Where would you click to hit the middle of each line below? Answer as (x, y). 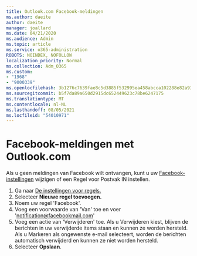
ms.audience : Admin (30, 39)
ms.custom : (19, 72)
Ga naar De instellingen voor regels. (58, 191)
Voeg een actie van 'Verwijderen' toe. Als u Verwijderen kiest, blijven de (101, 222)
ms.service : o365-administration (47, 50)
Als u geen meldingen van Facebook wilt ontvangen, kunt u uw (82, 173)
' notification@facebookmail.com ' (55, 215)
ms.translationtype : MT (35, 99)
